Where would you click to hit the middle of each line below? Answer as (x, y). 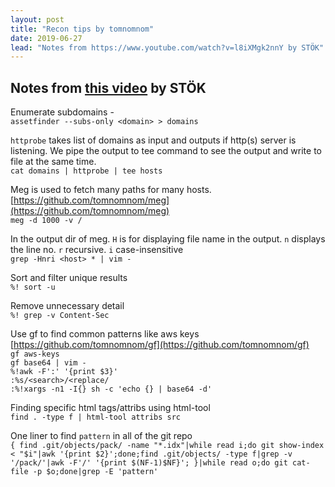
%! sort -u (33, 287)
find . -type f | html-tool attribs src (96, 417)
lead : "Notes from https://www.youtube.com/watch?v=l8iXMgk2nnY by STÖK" (167, 47)
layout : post (37, 19)
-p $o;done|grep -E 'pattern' (95, 472)
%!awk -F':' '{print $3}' (64, 372)
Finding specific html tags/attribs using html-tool (110, 408)
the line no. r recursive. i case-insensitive (97, 250)
